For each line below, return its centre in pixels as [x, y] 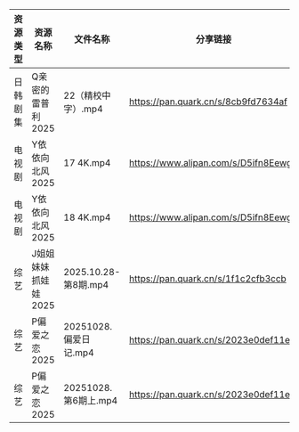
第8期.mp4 [86, 285]
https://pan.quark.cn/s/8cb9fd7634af [208, 102]
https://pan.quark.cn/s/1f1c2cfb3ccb [207, 278]
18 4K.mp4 [87, 217]
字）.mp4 [84, 109]
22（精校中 [87, 95]
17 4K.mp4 [87, 163]
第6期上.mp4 [91, 400]
